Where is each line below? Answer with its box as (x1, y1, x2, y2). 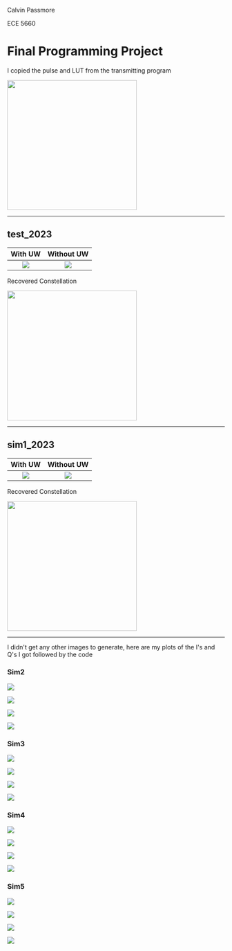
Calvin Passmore (7, 6, 55, 14)
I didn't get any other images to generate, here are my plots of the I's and (7, 643, 215, 651)
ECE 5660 (7, 19, 36, 27)
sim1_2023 (7, 439, 55, 451)
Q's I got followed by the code (7, 650, 93, 658)
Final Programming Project (7, 44, 164, 59)
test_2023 (7, 228, 52, 241)
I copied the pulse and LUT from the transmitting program (7, 66, 171, 75)
